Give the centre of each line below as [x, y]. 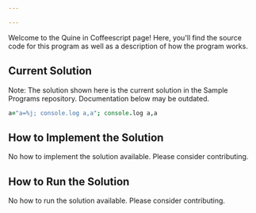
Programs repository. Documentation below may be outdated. [109, 98]
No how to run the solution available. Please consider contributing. [117, 201]
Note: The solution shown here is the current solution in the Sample [118, 90]
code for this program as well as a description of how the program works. [128, 46]
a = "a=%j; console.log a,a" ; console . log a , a [83, 113]
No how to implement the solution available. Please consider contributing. [128, 157]
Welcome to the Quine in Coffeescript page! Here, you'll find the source [125, 37]
